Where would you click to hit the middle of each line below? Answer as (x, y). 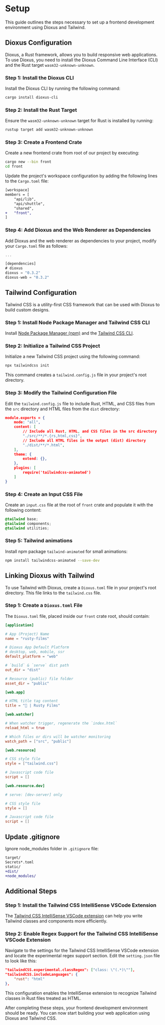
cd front (14, 167)
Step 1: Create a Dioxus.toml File (44, 605)
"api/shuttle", (29, 204)
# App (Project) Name (27, 634)
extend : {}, (35, 459)
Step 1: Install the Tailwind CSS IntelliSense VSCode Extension (81, 905)
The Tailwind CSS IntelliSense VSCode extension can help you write (74, 916)
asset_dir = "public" (27, 683)
